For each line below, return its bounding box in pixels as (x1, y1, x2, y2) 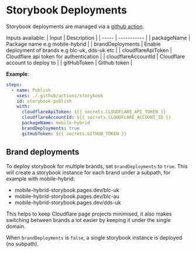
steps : (6, 81, 22, 88)
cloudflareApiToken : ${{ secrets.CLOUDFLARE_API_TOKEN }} (21, 109, 166, 115)
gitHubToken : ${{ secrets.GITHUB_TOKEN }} (21, 131, 127, 136)
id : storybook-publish (16, 98, 72, 104)
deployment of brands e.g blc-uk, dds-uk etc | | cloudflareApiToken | (6, 46, 173, 53)
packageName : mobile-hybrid (21, 120, 91, 126)
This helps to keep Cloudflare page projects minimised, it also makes (6, 210, 172, 217)
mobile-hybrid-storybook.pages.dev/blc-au (14, 193, 120, 200)
